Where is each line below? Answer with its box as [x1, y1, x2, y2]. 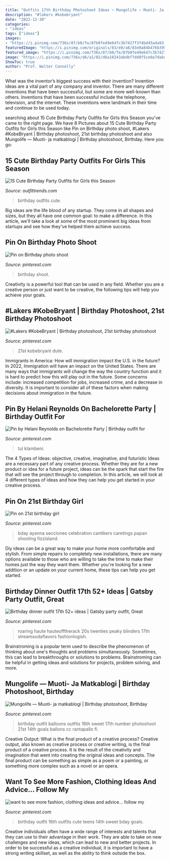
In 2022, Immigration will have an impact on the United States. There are [5, 363, 156, 369]
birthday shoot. [17, 271, 50, 277]
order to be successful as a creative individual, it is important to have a [5, 844, 153, 850]
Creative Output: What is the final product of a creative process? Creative [5, 736, 158, 742]
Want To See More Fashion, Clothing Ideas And [5, 777, 157, 786]
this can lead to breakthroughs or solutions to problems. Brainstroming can [5, 654, 161, 660]
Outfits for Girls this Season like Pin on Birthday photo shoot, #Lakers [5, 125, 149, 132]
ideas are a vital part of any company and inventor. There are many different [5, 83, 164, 89]
